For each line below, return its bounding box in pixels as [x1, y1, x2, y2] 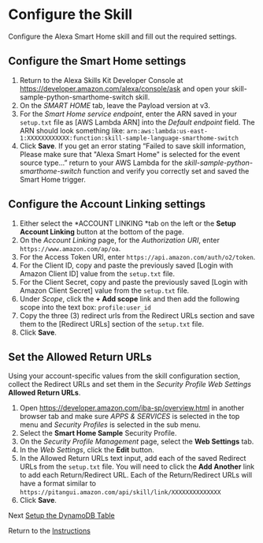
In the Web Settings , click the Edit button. [19, 445, 155, 455]
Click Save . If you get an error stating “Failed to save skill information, [19, 140, 246, 151]
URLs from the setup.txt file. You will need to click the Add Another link [19, 462, 255, 471]
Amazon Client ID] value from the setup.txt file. [19, 268, 176, 278]
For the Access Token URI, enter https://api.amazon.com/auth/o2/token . [19, 252, 256, 261]
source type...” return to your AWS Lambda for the [19, 158, 183, 167]
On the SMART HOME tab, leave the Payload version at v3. [19, 100, 210, 110]
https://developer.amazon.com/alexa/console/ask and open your [19, 84, 230, 93]
